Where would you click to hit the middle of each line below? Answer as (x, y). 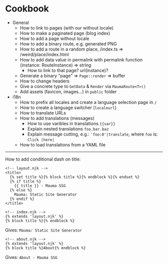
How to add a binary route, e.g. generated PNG (68, 43)
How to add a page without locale (54, 38)
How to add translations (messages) (57, 118)
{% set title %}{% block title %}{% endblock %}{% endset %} (75, 177)
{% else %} (21, 190)
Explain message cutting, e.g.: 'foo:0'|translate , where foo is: (93, 134)
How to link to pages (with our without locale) (67, 27)
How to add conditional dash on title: (43, 159)
